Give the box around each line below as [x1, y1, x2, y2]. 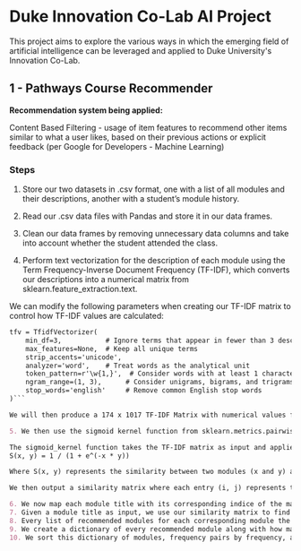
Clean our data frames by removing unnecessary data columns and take [21, 228, 289, 239]
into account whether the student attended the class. [21, 237, 218, 248]
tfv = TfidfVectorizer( [9, 328, 99, 337]
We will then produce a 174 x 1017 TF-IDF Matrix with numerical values [9, 410, 287, 419]
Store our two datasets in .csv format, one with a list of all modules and [21, 184, 285, 194]
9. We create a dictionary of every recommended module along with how [9, 524, 282, 534]
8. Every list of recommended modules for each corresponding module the [9, 516, 291, 525]
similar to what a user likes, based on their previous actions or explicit [9, 132, 267, 142]
